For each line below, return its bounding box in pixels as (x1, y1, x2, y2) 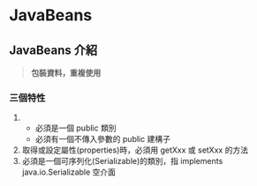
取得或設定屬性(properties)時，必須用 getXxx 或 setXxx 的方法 (21, 145, 249, 155)
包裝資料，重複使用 (30, 68, 102, 78)
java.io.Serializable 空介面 (21, 167, 117, 177)
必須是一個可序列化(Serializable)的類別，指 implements (21, 156, 223, 167)
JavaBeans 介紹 (9, 42, 98, 57)
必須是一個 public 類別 (34, 123, 117, 133)
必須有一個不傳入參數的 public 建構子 (34, 134, 170, 145)
